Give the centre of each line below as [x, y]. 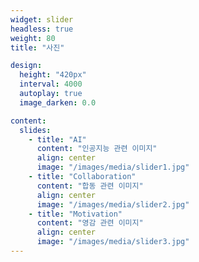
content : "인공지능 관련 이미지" [97, 149]
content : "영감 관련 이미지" [90, 223]
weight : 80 [33, 38]
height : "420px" [53, 75]
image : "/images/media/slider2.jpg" [113, 204]
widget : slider [42, 19]
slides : [35, 130]
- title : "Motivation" [75, 214]
